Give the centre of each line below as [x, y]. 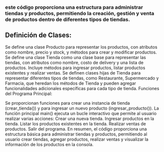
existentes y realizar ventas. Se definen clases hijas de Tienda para [73, 73]
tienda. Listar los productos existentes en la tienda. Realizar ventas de [75, 124]
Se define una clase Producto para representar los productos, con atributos [81, 47]
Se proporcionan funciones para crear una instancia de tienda [68, 103]
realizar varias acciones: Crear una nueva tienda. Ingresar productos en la [80, 118]
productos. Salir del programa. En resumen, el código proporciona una [76, 129]
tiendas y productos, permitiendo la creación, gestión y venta [80, 13]
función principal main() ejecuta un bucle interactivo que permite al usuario [81, 113]
